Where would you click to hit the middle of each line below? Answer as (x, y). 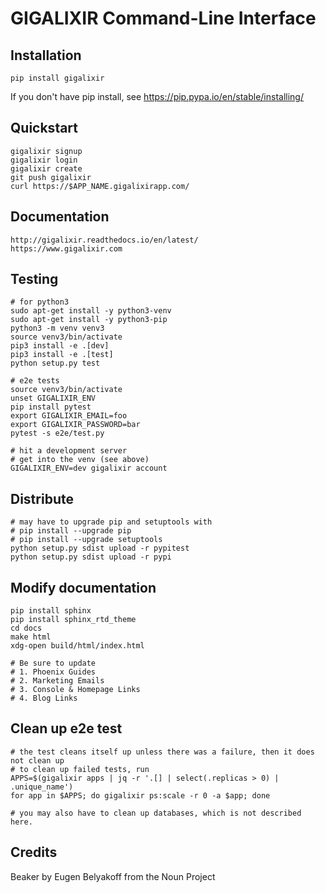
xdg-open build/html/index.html (77, 646)
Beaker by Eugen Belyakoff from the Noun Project (113, 876)
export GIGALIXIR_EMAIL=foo (69, 416)
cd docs (26, 628)
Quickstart (44, 128)
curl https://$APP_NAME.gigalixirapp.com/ (100, 186)
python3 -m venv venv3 (57, 328)
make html (31, 637)
